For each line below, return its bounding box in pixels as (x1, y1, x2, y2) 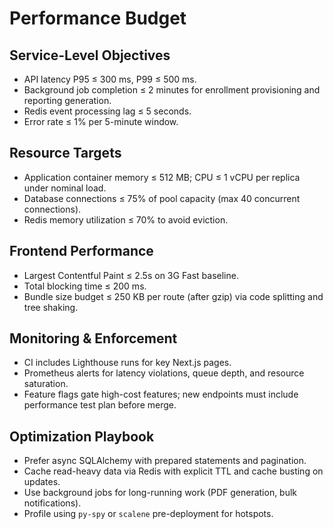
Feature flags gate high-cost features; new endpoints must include (23, 388, 299, 401)
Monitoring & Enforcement (9, 330, 178, 347)
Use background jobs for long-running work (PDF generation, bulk (23, 487, 298, 499)
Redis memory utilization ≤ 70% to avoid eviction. (23, 213, 229, 226)
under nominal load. (23, 182, 107, 194)
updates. (23, 476, 61, 488)
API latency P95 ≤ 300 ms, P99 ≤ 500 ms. (23, 73, 197, 85)
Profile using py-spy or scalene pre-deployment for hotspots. (23, 508, 274, 520)
